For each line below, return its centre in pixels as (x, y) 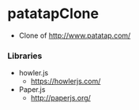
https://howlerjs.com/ (66, 81)
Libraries (25, 56)
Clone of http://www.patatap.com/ (75, 35)
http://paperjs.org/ (61, 98)
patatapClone (53, 14)
